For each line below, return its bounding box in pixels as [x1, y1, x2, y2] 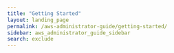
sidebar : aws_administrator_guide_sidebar [7, 29, 131, 36]
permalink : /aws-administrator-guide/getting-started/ [7, 23, 168, 30]
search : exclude [7, 36, 54, 43]
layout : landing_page [7, 17, 69, 23]
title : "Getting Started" [7, 10, 81, 17]
